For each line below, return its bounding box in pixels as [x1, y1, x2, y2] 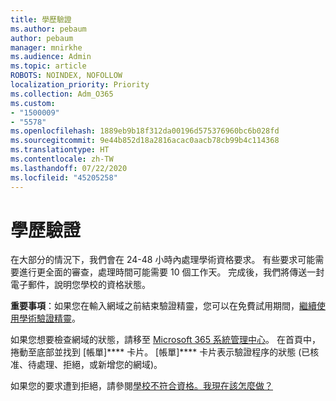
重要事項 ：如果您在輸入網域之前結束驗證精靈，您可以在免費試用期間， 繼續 [10, 300, 317, 312]
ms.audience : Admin [10, 52, 92, 62]
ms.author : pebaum [10, 24, 87, 34]
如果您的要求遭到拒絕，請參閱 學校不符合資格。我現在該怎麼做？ [10, 380, 273, 392]
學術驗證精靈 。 [18, 312, 81, 325]
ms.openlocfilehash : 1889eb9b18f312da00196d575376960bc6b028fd [10, 126, 280, 136]
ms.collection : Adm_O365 [10, 89, 114, 99]
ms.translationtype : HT [10, 145, 110, 155]
